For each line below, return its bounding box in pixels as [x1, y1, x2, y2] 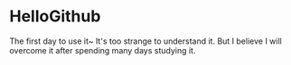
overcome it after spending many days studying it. [9, 45, 196, 55]
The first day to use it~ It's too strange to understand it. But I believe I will [9, 36, 282, 46]
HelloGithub [9, 6, 101, 27]
